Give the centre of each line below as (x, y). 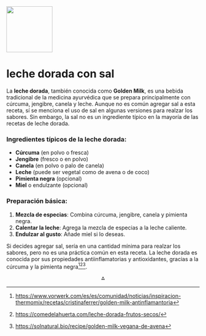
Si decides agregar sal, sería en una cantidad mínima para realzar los (93, 246)
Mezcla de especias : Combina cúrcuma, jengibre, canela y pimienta (101, 215)
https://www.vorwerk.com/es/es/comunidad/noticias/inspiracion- (98, 296)
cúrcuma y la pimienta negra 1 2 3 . (47, 266)
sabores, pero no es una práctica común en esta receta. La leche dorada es (102, 252)
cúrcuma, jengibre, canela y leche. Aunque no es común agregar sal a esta (101, 104)
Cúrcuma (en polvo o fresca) (52, 153)
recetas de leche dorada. (38, 123)
